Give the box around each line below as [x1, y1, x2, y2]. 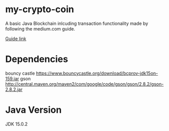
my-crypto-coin [5, 4, 74, 15]
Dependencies [5, 53, 68, 65]
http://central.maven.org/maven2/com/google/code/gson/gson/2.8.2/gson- [5, 81, 164, 87]
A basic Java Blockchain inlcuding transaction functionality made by [5, 20, 149, 26]
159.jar [5, 75, 19, 82]
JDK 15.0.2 [5, 121, 28, 127]
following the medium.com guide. [5, 25, 75, 31]
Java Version [5, 104, 62, 116]
